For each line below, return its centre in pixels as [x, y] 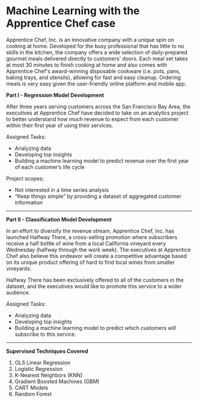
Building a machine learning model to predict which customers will [95, 328]
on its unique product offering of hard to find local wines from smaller [90, 262]
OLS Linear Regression [42, 362]
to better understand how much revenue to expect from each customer [92, 119]
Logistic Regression [39, 369]
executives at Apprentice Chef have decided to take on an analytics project [97, 113]
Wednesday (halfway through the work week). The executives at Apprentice [98, 250]
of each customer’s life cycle [49, 167]
